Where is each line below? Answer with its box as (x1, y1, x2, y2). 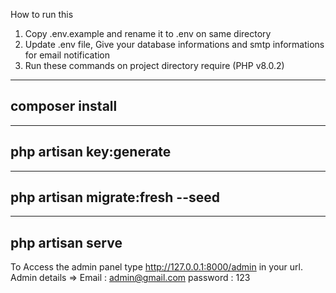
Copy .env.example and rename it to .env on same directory (24, 28, 272, 39)
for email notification (24, 49, 111, 61)
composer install (10, 98, 118, 115)
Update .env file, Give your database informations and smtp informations (24, 39, 325, 50)
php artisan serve (10, 234, 123, 251)
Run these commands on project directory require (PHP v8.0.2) (24, 60, 285, 71)
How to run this (10, 9, 74, 20)
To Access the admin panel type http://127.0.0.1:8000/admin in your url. (10, 261, 303, 273)
